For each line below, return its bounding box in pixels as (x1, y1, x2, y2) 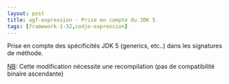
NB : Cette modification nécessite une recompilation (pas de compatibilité (7, 63, 215, 71)
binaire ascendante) (7, 70, 64, 78)
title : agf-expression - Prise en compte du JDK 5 (7, 17, 156, 23)
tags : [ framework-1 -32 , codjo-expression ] (7, 23, 128, 30)
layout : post (7, 10, 45, 17)
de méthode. (7, 49, 43, 57)
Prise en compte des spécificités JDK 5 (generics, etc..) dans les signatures (7, 42, 223, 50)
